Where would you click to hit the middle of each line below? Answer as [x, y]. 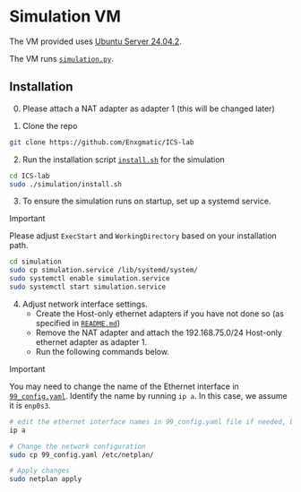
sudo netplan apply [46, 479]
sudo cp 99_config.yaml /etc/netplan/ [82, 454]
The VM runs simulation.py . [61, 58]
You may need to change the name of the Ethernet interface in [124, 386]
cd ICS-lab [30, 176]
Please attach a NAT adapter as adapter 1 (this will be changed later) [148, 108]
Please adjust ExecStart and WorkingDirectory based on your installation [143, 236]
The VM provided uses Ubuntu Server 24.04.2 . [95, 41]
